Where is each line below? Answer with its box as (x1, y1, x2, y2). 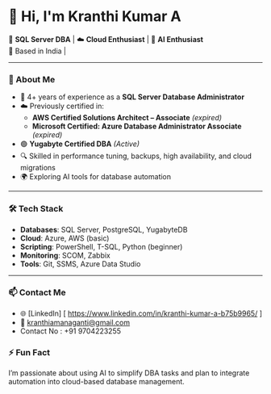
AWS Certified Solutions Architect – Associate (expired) (31, 113, 223, 123)
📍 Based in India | (8, 46, 67, 56)
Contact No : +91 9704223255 (19, 326, 122, 336)
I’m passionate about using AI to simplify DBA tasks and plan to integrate (8, 368, 250, 378)
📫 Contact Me (8, 287, 66, 298)
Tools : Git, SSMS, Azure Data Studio (19, 258, 141, 269)
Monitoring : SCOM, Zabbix (19, 250, 110, 260)
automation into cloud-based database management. (8, 377, 186, 387)
